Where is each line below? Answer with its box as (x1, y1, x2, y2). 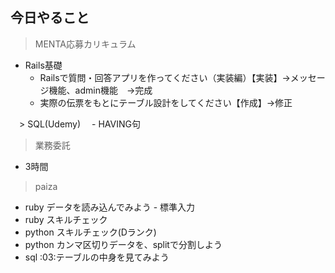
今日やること (10, 9, 90, 27)
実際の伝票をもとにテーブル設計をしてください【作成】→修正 (39, 96, 293, 108)
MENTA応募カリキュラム (34, 38, 137, 50)
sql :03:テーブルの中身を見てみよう (24, 251, 170, 263)
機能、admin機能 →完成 (48, 84, 153, 96)
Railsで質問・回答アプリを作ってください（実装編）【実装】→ (39, 71, 291, 83)
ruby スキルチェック (24, 213, 108, 225)
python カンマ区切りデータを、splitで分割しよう (24, 238, 223, 250)
